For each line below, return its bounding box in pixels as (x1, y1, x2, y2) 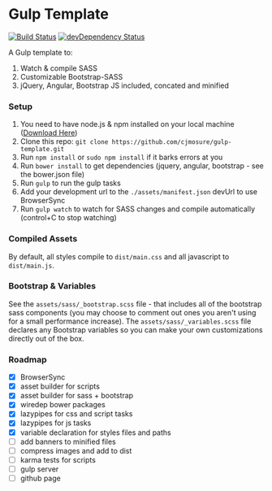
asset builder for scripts (19, 381, 100, 391)
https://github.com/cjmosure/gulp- (111, 138, 232, 146)
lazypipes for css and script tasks (19, 409, 133, 419)
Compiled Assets (8, 233, 78, 245)
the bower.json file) (19, 170, 85, 180)
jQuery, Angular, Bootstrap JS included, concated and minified (19, 80, 230, 90)
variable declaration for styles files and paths (19, 428, 172, 437)
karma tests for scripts (19, 454, 96, 464)
